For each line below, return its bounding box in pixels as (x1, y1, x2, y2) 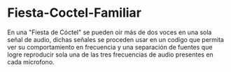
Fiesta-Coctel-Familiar (7, 5, 142, 21)
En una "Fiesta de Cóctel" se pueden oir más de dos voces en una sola (7, 28, 212, 36)
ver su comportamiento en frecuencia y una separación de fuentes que (7, 43, 213, 51)
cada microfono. (7, 57, 55, 66)
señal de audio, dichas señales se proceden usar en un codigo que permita (7, 35, 224, 43)
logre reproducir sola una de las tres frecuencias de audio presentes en (7, 50, 213, 59)
